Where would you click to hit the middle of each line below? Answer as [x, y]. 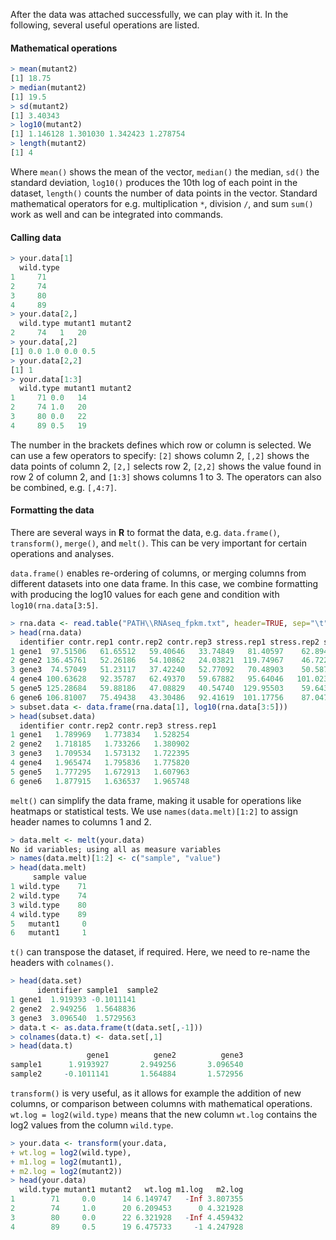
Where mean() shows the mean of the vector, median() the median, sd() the [165, 171]
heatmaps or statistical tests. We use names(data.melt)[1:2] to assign [154, 811]
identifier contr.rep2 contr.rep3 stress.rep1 [118, 725]
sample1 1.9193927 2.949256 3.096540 [127, 1065]
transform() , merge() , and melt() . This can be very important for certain [158, 543]
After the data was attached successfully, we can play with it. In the [149, 14]
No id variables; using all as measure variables [116, 849]
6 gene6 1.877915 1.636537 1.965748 [100, 781]
